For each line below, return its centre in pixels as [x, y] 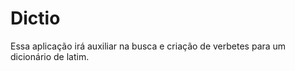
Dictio [35, 18]
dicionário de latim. [50, 56]
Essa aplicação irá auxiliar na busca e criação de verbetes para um [148, 46]
